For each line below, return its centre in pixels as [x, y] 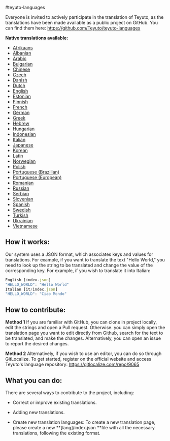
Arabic [20, 58]
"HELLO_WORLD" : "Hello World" [37, 284]
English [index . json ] [28, 280]
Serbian [21, 194]
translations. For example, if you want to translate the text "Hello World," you [85, 259]
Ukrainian [23, 220]
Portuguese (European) [37, 177]
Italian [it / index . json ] [31, 289]
